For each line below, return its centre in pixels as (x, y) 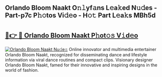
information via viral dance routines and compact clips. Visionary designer (79, 60)
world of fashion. (22, 70)
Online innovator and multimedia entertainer (113, 49)
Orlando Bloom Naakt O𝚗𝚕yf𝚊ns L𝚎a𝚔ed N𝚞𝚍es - (81, 8)
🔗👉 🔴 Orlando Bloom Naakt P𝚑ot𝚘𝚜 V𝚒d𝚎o (72, 35)
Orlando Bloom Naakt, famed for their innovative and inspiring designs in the (81, 65)
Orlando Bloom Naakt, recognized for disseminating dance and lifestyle (76, 55)
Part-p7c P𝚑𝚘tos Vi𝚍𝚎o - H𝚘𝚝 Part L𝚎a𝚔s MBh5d (80, 16)
